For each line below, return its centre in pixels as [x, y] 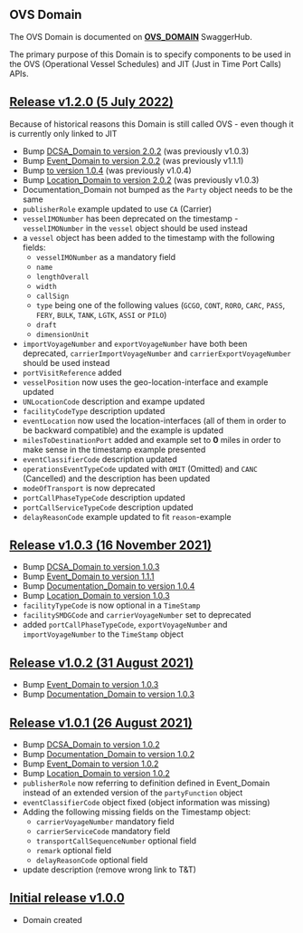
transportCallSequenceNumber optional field [116, 841]
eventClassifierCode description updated [100, 459]
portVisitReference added [72, 372]
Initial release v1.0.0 [67, 898]
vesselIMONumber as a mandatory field [106, 256]
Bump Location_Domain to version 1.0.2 [96, 774]
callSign [52, 296]
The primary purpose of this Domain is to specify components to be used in [150, 54]
